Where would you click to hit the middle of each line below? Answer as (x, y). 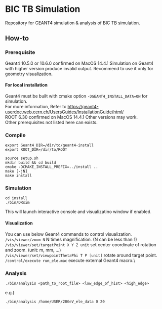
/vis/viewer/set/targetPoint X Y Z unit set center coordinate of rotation (81, 244)
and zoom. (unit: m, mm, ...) (33, 250)
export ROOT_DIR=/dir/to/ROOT (36, 150)
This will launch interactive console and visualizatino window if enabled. (78, 212)
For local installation (26, 85)
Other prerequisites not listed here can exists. (51, 122)
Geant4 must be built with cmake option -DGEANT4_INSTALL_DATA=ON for (76, 96)
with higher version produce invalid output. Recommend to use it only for (79, 68)
